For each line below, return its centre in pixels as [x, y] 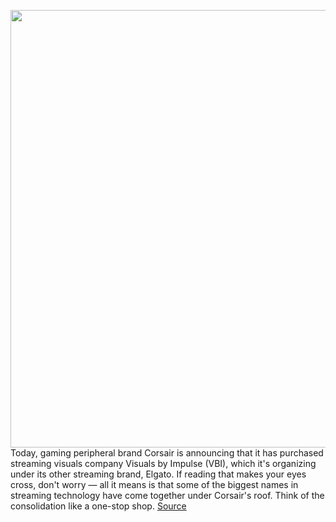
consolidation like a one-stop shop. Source [98, 506]
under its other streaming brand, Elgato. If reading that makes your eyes [158, 474]
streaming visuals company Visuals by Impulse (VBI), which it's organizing [163, 463]
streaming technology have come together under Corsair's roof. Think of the [167, 495]
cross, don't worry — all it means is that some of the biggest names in [154, 484]
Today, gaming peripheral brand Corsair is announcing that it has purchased [167, 453]
